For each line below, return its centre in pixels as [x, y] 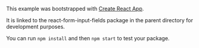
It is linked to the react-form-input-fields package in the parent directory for [100, 20]
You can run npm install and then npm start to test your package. [88, 38]
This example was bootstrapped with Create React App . [75, 9]
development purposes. [36, 27]
